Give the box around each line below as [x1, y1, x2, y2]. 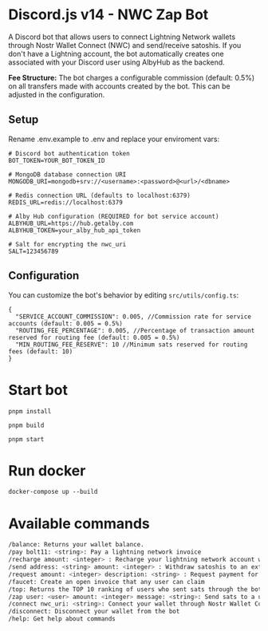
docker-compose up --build [8, 488, 98, 496]
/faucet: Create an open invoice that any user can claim [8, 578, 205, 586]
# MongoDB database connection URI [8, 170, 127, 179]
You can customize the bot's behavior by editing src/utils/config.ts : [8, 290, 239, 300]
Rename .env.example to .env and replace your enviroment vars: [8, 134, 220, 144]
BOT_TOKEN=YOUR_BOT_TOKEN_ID [8, 156, 105, 164]
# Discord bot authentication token [8, 149, 130, 157]
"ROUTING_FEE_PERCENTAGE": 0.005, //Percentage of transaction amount [15, 326, 255, 334]
